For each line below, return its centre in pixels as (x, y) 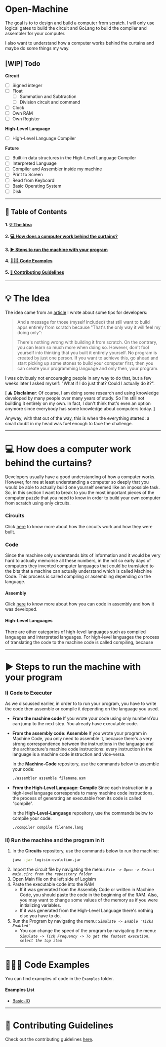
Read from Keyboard (33, 180)
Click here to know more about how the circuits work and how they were (79, 526)
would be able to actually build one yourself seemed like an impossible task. (83, 487)
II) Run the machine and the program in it (55, 840)
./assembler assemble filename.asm (49, 778)
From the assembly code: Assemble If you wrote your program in (80, 733)
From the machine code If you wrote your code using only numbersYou (85, 718)
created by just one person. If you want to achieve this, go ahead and (88, 358)
